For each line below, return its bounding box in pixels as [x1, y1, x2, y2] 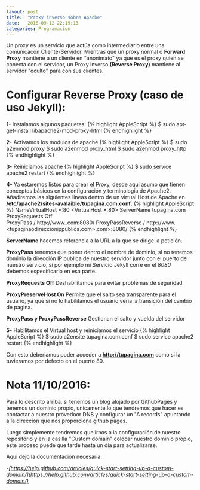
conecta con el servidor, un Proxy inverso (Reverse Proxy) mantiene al [6, 61, 180, 68]
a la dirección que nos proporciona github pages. [6, 417, 127, 425]
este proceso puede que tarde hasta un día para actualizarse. [6, 442, 158, 449]
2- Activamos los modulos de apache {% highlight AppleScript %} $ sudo [6, 139, 187, 146]
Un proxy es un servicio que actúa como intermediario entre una [6, 42, 165, 49]
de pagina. [6, 303, 33, 311]
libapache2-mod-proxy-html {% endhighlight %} [32, 127, 152, 135]
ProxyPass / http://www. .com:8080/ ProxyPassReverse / [6, 219, 145, 226]
